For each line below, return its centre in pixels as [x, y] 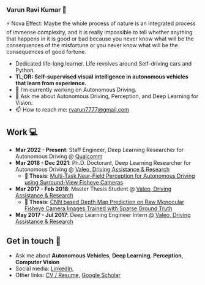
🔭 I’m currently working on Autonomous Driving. [76, 90]
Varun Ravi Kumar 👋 [36, 10]
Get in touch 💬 [34, 241]
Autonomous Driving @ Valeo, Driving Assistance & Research [92, 169]
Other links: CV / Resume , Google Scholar [68, 275]
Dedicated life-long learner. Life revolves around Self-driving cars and [103, 64]
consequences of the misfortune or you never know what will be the [92, 45]
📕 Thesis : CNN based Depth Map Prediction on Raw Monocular [104, 202]
